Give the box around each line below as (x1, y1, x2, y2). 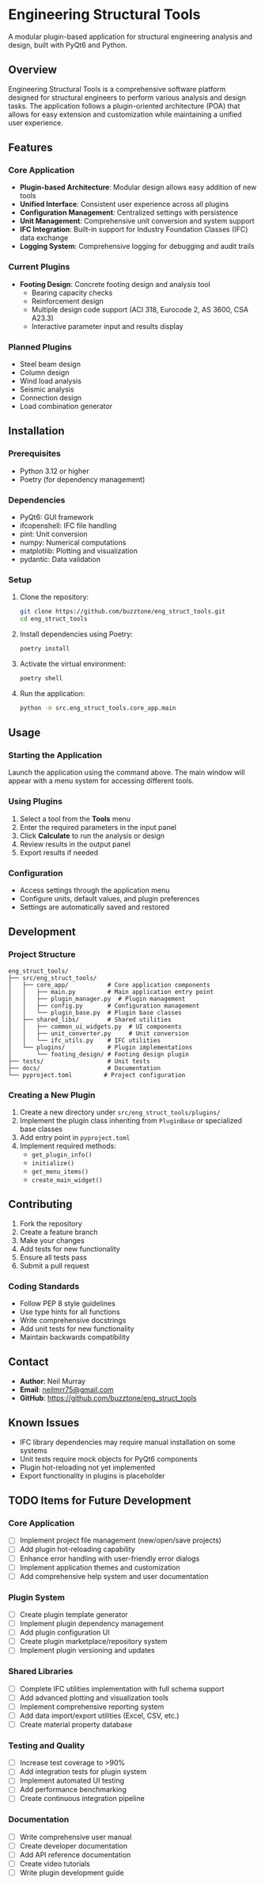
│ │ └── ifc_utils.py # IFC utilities (8, 1036, 161, 1044)
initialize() (31, 1159, 75, 1167)
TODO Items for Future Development (8, 1494, 191, 1508)
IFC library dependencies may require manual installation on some (19, 1437, 236, 1447)
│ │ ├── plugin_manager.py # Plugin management (8, 995, 186, 1003)
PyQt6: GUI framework (19, 513, 94, 522)
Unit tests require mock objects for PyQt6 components (19, 1454, 198, 1463)
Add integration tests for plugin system (19, 1767, 147, 1776)
